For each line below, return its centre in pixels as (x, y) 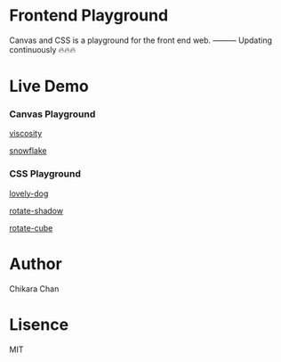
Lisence (39, 324)
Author (36, 263)
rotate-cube (31, 227)
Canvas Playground (52, 114)
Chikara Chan (34, 288)
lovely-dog (29, 193)
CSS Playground (45, 174)
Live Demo (49, 86)
